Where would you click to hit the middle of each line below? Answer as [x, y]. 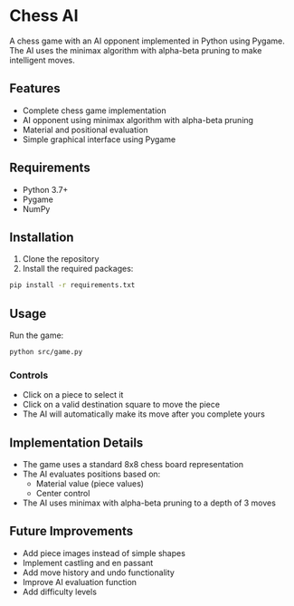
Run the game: [37, 335]
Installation [42, 237]
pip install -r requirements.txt [72, 285]
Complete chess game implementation [94, 111]
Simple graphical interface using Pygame [99, 139]
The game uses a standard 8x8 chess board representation [133, 465]
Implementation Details [76, 442]
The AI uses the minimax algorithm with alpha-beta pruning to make [136, 50]
